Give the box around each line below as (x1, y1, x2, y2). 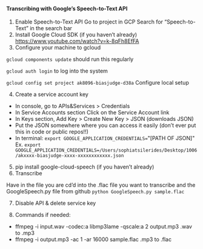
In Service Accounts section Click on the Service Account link (15, 109, 170, 116)
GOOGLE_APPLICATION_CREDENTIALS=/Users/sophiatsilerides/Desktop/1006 (15, 147, 198, 154)
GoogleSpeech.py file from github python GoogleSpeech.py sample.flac (6, 188, 185, 195)
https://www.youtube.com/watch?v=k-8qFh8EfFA (15, 37, 139, 45)
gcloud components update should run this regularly (6, 56, 134, 63)
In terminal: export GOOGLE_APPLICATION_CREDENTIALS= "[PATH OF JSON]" (15, 135, 195, 142)
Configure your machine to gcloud (15, 44, 101, 51)
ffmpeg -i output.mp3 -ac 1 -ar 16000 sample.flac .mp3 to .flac (15, 236, 171, 243)
